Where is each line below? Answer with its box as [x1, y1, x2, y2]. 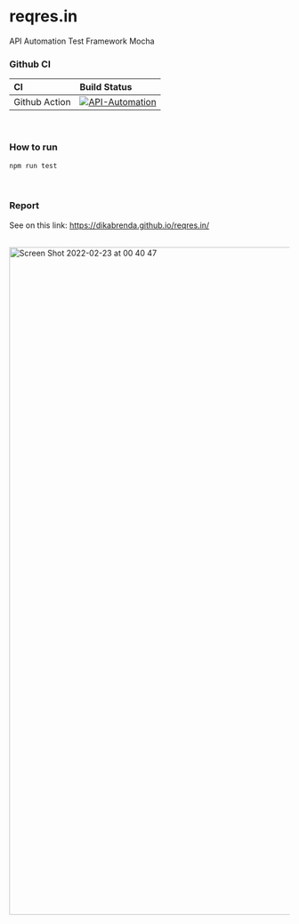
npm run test [9, 161, 58, 170]
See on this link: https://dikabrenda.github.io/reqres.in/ [9, 220, 210, 231]
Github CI [9, 58, 51, 70]
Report [9, 199, 40, 212]
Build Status [79, 81, 133, 93]
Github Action [13, 96, 71, 109]
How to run [9, 141, 58, 153]
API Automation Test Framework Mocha [9, 36, 155, 46]
